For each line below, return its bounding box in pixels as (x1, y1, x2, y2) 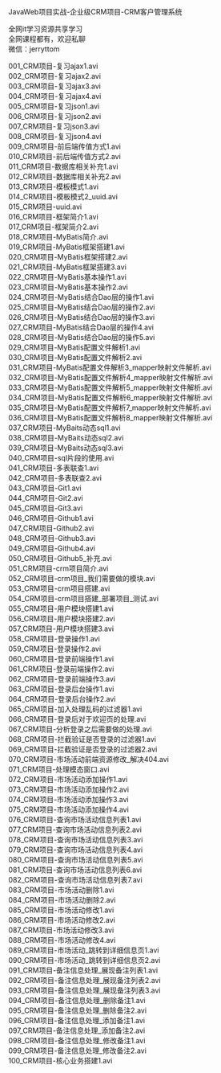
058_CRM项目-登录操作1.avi (8, 634, 100, 643)
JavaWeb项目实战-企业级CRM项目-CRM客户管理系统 (8, 7, 183, 16)
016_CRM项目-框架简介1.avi (8, 212, 98, 221)
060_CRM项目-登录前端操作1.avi (8, 654, 115, 663)
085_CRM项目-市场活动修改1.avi (8, 905, 115, 915)
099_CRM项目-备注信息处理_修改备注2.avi (8, 1046, 147, 1055)
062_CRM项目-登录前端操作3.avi (8, 674, 116, 683)
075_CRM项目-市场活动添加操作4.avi (8, 805, 130, 814)
